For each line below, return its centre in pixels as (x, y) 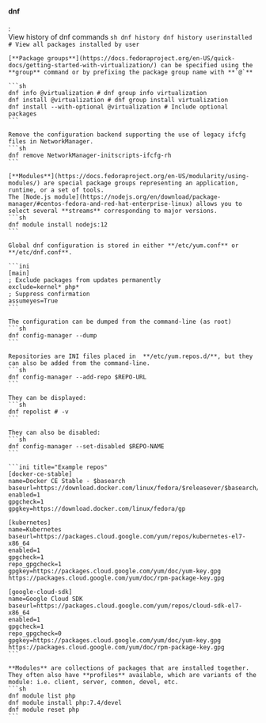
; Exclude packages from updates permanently (84, 280)
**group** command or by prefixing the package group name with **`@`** (131, 72)
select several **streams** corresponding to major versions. (113, 211)
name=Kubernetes (35, 530)
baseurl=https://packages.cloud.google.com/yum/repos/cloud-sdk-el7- (125, 606)
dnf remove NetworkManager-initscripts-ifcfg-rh (90, 156)
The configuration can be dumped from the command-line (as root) (120, 322)
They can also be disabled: (55, 433)
